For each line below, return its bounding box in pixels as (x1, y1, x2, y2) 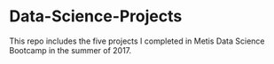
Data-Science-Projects (9, 6, 183, 27)
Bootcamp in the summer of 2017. (9, 44, 132, 55)
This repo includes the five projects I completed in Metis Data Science (9, 36, 265, 46)
